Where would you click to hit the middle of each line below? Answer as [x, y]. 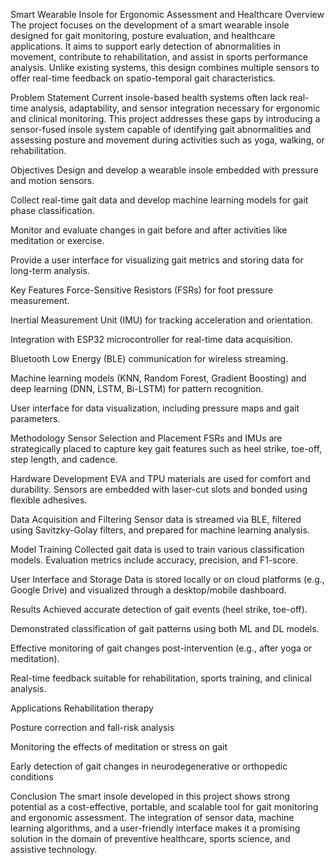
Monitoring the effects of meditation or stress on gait [119, 747]
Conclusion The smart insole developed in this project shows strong [150, 796]
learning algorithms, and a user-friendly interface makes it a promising [155, 828]
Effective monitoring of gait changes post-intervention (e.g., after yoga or [161, 648]
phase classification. [52, 210]
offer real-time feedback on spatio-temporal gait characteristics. [143, 78]
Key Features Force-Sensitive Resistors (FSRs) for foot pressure [142, 290]
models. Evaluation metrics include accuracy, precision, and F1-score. [154, 560]
